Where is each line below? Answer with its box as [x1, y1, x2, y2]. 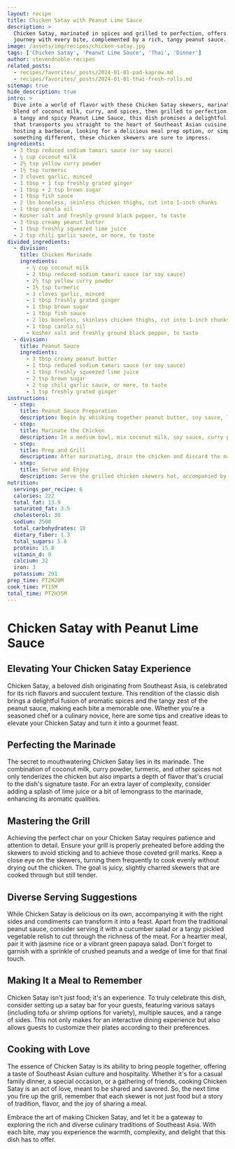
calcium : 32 [13, 558, 49, 565]
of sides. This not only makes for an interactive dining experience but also [7, 1015, 220, 1024]
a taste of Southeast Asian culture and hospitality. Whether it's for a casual [7, 1069, 222, 1078]
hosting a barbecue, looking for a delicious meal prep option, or [13, 128, 215, 135]
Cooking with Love [7, 1043, 90, 1055]
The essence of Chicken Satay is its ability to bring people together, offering [7, 1062, 227, 1071]
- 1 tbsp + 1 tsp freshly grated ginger [13, 179, 133, 186]
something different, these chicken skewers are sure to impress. [13, 134, 211, 141]
